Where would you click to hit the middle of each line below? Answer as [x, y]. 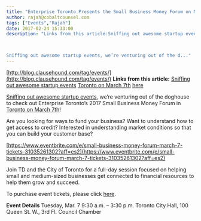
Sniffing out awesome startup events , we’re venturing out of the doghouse [98, 97]
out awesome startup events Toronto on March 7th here [75, 85]
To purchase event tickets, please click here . [61, 194]
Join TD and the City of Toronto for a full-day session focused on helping [96, 169]
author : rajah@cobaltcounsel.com [48, 17]
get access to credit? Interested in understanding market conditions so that [99, 127]
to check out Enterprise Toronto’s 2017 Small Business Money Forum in [94, 103]
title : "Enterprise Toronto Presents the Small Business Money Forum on [99, 12]
